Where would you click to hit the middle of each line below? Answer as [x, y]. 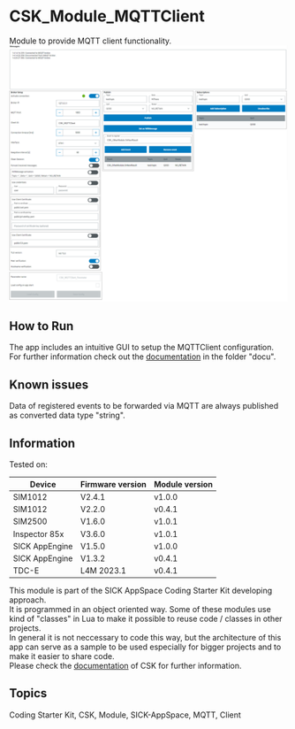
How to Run [42, 326]
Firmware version [114, 484]
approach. [28, 600]
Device [43, 484]
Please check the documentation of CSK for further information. [125, 665]
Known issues [49, 384]
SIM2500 [30, 522]
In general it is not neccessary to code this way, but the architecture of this [145, 637]
